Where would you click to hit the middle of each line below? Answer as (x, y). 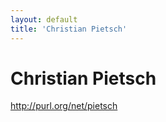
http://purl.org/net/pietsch (64, 106)
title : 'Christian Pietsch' (69, 29)
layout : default (44, 19)
